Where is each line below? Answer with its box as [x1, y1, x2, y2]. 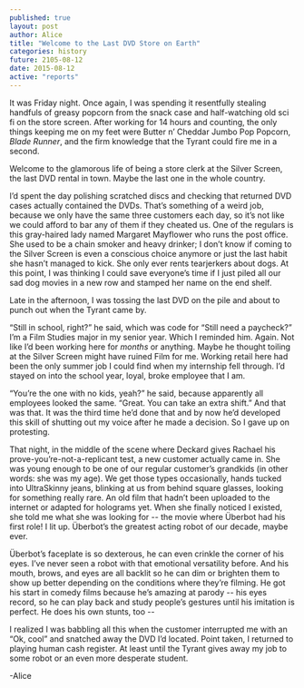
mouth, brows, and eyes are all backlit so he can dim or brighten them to [9, 567, 280, 578]
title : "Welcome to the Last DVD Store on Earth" [9, 38, 201, 48]
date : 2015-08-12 [9, 64, 75, 74]
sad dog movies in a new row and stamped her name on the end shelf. [9, 277, 272, 288]
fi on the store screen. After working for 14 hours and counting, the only [9, 116, 278, 127]
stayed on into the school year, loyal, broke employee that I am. [9, 369, 246, 381]
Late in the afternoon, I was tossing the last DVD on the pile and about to [9, 294, 280, 305]
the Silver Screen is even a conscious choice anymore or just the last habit [9, 248, 288, 259]
